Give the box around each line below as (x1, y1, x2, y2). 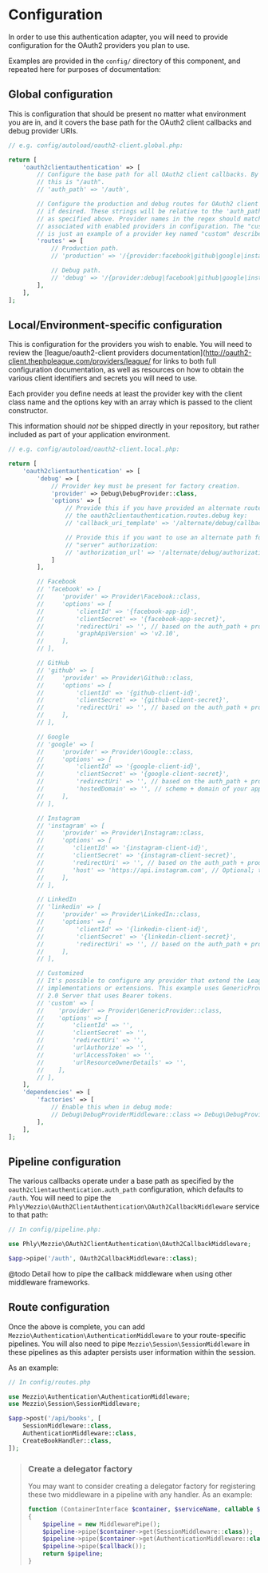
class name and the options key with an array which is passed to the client (8, 397, 253, 407)
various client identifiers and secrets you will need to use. (8, 373, 198, 383)
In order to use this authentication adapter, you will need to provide (8, 32, 229, 42)
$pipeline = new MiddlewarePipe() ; (42, 1520, 161, 1528)
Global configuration (8, 88, 113, 102)
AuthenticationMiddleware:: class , (22, 1429, 137, 1438)
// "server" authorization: (65, 541, 159, 549)
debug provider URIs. (8, 125, 78, 135)
